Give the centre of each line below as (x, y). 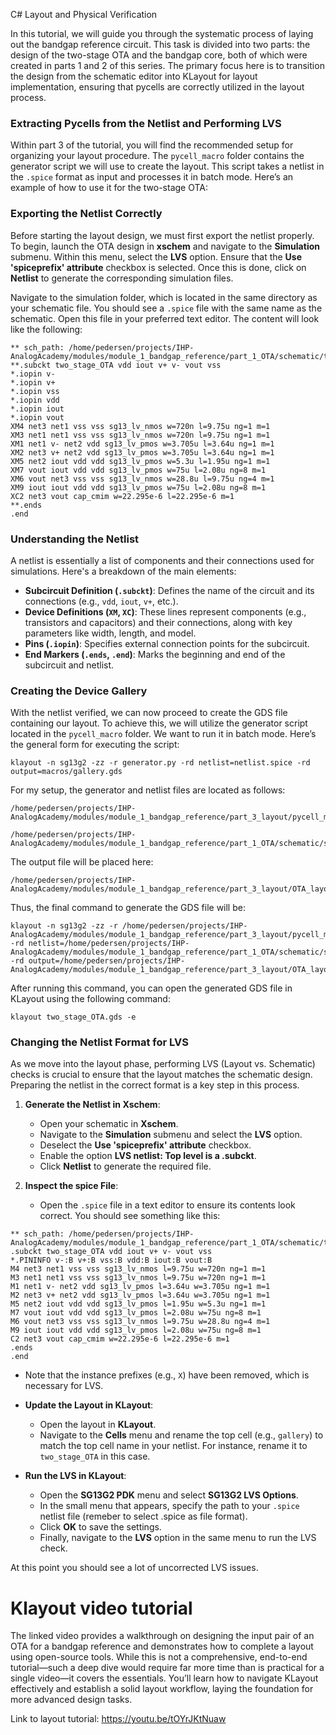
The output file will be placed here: (82, 862)
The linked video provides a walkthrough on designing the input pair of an (162, 1636)
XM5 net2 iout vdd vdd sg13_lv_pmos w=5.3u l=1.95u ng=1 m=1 (140, 461)
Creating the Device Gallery (79, 691)
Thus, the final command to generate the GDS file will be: (128, 908)
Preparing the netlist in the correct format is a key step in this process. (155, 1085)
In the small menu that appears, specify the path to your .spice (169, 1506)
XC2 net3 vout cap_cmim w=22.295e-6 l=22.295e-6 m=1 (122, 496)
